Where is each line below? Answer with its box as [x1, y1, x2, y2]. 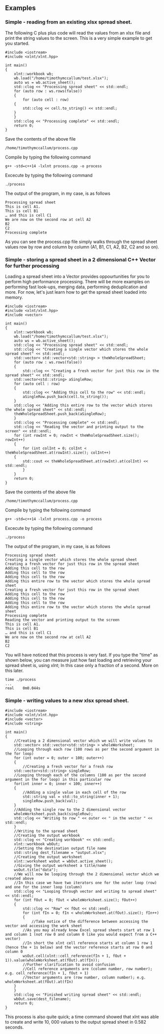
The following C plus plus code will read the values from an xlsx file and [5, 30, 151, 36]
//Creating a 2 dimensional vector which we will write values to [14, 738, 153, 743]
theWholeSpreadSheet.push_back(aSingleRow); [14, 411, 107, 416]
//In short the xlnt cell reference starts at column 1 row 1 [23, 941, 153, 946]
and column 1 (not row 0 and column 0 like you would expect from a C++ [5, 932, 157, 937]
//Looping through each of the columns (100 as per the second [14, 773, 146, 778]
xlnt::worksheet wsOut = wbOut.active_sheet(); [14, 859, 113, 864]
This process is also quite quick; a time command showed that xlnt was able [5, 1014, 159, 1020]
